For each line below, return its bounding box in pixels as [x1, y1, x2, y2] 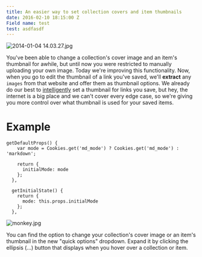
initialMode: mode [22, 167, 69, 173]
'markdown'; [6, 151, 36, 157]
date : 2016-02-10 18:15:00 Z [6, 15, 80, 21]
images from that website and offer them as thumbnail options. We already [6, 80, 190, 87]
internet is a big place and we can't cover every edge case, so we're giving [6, 93, 193, 100]
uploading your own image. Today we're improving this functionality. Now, [6, 67, 191, 74]
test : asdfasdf [6, 25, 45, 32]
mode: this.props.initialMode [22, 198, 98, 204]
